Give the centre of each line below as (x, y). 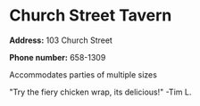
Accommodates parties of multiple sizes (83, 74)
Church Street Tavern (91, 16)
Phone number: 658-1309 (58, 57)
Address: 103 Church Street (61, 40)
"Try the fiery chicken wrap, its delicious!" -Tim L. (100, 92)
